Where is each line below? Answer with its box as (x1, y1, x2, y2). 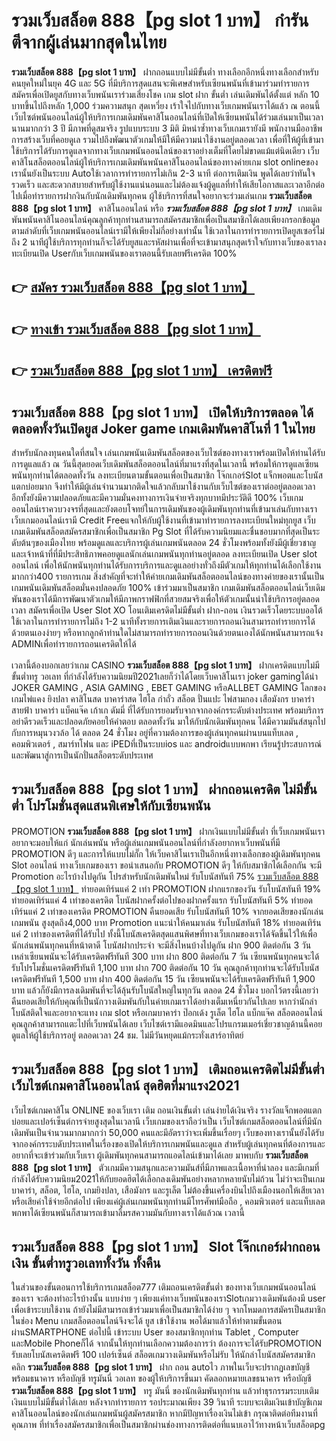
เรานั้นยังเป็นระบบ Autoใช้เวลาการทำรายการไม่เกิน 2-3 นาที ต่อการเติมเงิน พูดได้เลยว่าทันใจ (11, 167, 316, 179)
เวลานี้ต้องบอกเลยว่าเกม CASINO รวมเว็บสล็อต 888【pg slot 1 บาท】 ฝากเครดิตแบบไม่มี (11, 659, 320, 671)
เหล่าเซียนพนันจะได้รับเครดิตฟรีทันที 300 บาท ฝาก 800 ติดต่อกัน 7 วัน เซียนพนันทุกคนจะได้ (11, 950, 320, 962)
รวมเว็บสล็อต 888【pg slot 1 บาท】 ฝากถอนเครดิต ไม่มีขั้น (11, 781, 318, 798)
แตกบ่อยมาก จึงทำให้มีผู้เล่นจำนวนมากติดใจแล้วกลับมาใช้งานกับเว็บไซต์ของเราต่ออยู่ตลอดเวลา (11, 480, 316, 492)
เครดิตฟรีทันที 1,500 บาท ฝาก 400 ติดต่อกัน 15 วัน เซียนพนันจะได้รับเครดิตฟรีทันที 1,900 (11, 972, 316, 985)
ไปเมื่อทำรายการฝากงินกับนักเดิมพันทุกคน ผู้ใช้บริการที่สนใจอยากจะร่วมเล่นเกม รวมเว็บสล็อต (11, 189, 313, 201)
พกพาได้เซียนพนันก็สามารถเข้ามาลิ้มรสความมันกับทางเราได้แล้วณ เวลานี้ (11, 1206, 245, 1218)
